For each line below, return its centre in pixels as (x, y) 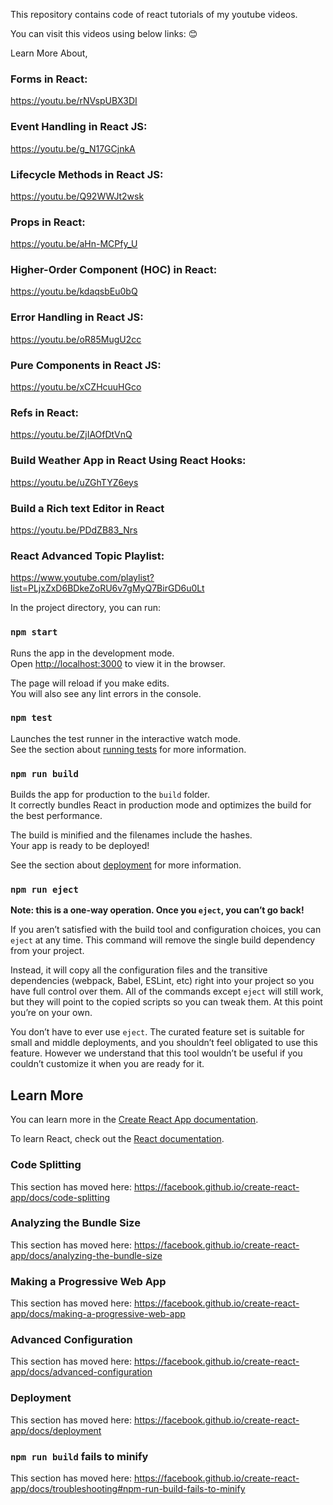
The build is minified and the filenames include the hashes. (131, 835)
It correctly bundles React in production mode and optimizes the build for (161, 805)
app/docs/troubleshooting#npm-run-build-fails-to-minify (128, 1489)
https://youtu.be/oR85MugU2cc (76, 339)
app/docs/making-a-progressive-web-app (98, 1314)
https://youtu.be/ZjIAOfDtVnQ (71, 435)
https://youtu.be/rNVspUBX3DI (74, 101)
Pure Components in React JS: (86, 365)
